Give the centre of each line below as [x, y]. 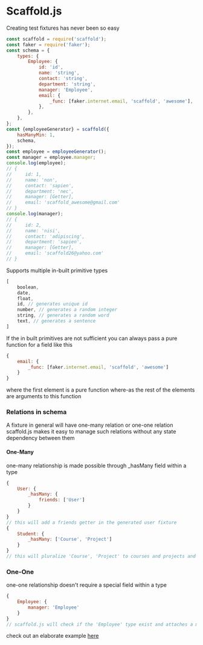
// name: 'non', [32, 180]
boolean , [28, 287]
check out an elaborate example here [53, 636]
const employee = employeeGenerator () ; [56, 152]
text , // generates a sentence [56, 321]
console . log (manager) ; [35, 214]
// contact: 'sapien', [40, 185]
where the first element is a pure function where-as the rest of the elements [101, 390]
